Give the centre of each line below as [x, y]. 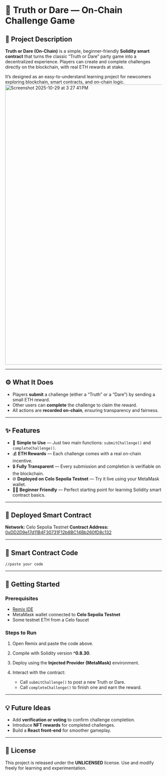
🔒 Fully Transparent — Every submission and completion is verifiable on [86, 466]
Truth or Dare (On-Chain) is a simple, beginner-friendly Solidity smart [78, 51]
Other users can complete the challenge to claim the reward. [75, 405]
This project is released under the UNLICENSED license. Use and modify [80, 763]
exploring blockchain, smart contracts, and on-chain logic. [65, 82]
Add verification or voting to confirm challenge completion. [74, 720]
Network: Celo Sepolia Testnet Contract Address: [57, 527]
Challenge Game [40, 21]
